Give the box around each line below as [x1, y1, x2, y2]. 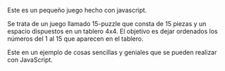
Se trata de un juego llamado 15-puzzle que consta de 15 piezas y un [7, 20, 207, 27]
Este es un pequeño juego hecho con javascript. [7, 6, 148, 14]
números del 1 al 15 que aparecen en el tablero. [7, 34, 144, 43]
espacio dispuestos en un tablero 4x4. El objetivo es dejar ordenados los [7, 27, 218, 35]
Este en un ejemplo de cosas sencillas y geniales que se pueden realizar [7, 49, 217, 56]
